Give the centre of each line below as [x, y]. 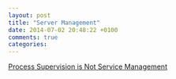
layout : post [30, 15]
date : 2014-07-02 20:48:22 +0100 [63, 30]
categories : [28, 45]
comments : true [33, 37]
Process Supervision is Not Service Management [88, 66]
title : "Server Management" [54, 23]
